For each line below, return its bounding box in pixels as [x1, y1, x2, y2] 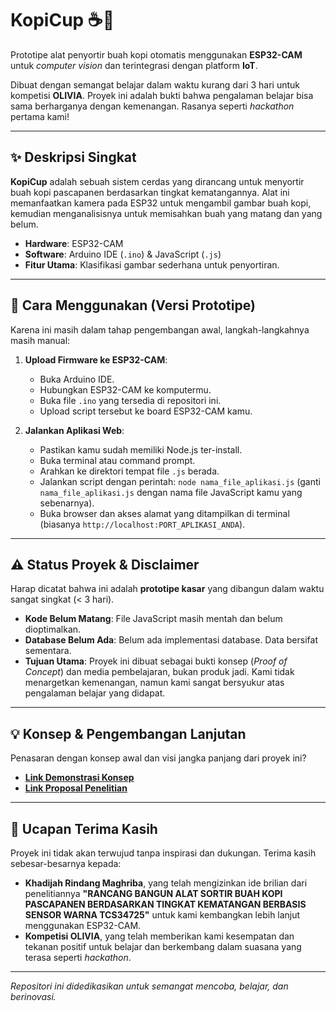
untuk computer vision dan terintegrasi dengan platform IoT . [10, 59, 258, 71]
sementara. [24, 645, 72, 657]
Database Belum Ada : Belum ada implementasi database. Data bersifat [24, 634, 318, 646]
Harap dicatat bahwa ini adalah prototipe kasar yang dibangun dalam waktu [10, 583, 325, 595]
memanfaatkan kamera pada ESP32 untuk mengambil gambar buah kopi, [10, 197, 312, 209]
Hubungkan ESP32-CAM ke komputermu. [39, 383, 212, 396]
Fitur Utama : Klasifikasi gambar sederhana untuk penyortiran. [24, 258, 280, 271]
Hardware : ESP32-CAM [24, 237, 124, 249]
